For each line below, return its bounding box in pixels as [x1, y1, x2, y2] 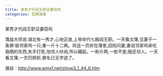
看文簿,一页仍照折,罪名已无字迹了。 [5, 54, 77, 60]
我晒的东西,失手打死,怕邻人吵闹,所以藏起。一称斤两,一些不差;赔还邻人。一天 [5, 49, 159, 54]
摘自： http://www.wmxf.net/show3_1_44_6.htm [5, 65, 100, 71]
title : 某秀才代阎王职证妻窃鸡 [5, 7, 61, 12]
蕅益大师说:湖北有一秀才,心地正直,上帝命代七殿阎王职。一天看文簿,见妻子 [5, 36, 153, 42]
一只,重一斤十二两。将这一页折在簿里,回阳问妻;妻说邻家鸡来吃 [32, 42, 157, 48]
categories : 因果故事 [5, 12, 47, 17]
